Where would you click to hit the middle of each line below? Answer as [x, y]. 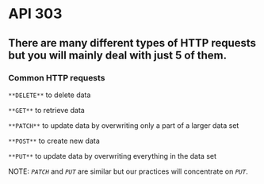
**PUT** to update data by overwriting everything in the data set [112, 156]
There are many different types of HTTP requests [132, 43]
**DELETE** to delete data [50, 95]
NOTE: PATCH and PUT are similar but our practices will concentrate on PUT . [128, 171]
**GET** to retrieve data [46, 110]
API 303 [35, 14]
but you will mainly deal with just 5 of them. [118, 55]
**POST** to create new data [54, 141]
